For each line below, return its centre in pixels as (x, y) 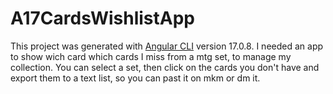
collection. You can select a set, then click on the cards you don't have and (165, 67)
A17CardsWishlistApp (103, 18)
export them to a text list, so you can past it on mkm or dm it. (135, 78)
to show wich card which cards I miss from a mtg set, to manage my (151, 56)
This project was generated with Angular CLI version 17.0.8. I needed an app (167, 46)
